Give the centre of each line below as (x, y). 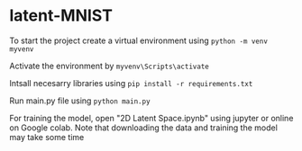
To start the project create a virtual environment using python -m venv (139, 40)
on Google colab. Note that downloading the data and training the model (143, 128)
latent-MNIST (61, 16)
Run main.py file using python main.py (80, 101)
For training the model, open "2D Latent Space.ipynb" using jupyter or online (151, 118)
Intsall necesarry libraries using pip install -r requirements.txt (131, 83)
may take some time (47, 137)
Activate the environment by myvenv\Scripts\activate (109, 66)
